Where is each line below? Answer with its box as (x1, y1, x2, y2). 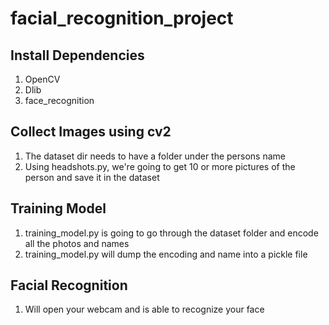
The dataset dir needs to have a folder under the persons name (24, 150, 286, 162)
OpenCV (24, 73, 61, 85)
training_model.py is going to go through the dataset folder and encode (24, 227, 319, 239)
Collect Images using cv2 (10, 123, 172, 141)
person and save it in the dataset (24, 171, 160, 183)
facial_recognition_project (10, 7, 234, 30)
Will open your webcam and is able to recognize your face (24, 303, 265, 316)
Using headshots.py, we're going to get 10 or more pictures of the (24, 160, 296, 172)
